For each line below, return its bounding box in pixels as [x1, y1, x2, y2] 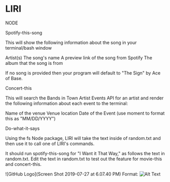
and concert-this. [5, 161, 42, 167]
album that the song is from [5, 60, 63, 66]
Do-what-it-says [5, 125, 40, 131]
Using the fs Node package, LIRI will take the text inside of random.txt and [5, 135, 161, 141]
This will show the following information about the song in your [5, 39, 137, 46]
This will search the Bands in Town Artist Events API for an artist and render [5, 95, 164, 101]
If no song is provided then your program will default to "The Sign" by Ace [5, 69, 161, 76]
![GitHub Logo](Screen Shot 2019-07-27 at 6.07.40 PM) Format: [5, 171, 138, 177]
